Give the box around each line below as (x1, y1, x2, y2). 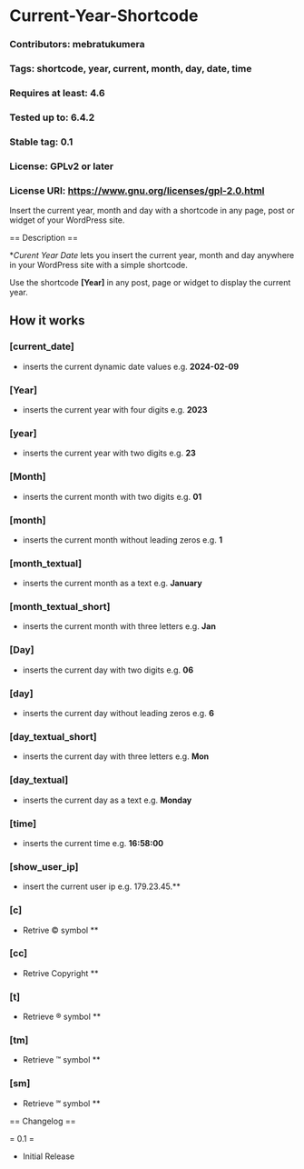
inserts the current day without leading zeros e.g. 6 (22, 708, 215, 719)
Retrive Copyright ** (22, 967, 99, 978)
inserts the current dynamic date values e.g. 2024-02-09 (22, 361, 239, 372)
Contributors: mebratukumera (9, 38, 145, 51)
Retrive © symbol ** (22, 924, 99, 935)
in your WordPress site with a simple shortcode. (9, 260, 189, 271)
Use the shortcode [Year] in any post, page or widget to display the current (9, 277, 291, 288)
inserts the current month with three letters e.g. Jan (22, 621, 216, 632)
